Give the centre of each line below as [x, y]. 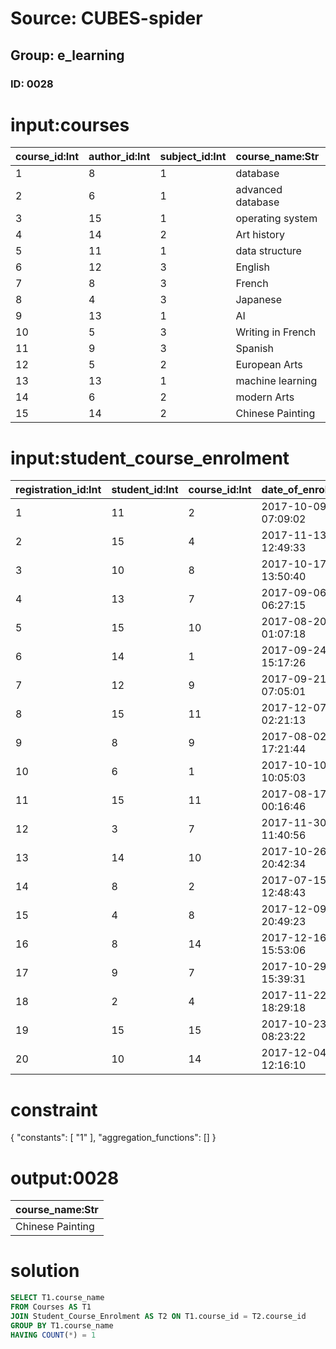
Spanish [254, 349]
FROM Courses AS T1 [51, 1307]
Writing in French [276, 332]
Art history [260, 235]
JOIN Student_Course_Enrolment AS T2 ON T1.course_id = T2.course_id [158, 1316]
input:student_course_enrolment [150, 458]
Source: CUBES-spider [106, 18]
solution [45, 1271]
